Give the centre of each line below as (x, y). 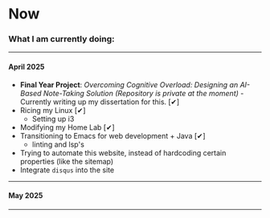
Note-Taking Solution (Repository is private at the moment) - (143, 93)
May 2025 (26, 196)
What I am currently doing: (61, 39)
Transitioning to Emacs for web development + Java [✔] (113, 135)
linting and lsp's (58, 144)
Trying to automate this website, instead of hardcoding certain (123, 152)
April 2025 (27, 67)
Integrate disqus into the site (67, 170)
